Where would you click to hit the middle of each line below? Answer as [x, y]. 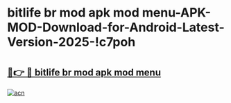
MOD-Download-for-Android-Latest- [116, 27]
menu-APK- [177, 13]
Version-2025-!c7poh [71, 42]
